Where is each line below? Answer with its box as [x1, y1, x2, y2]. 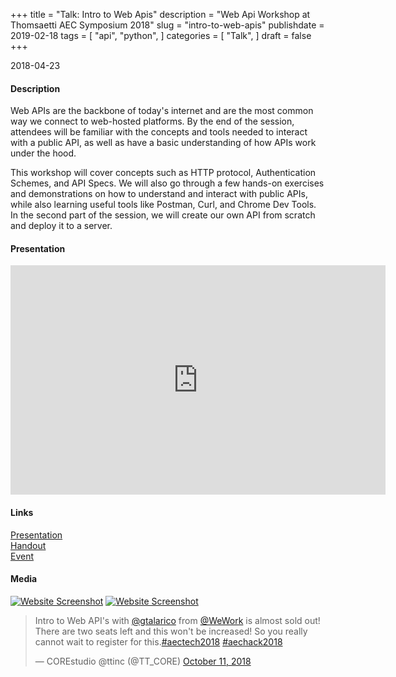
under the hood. [10, 147, 77, 159]
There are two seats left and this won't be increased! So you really [34, 625, 308, 637]
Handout [10, 539, 47, 551]
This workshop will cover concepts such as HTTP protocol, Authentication [10, 167, 317, 179]
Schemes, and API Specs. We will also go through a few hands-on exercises [10, 177, 325, 189]
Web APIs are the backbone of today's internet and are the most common [10, 105, 314, 117]
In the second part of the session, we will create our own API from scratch [10, 209, 316, 221]
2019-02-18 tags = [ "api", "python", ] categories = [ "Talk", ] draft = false [10, 30, 312, 41]
